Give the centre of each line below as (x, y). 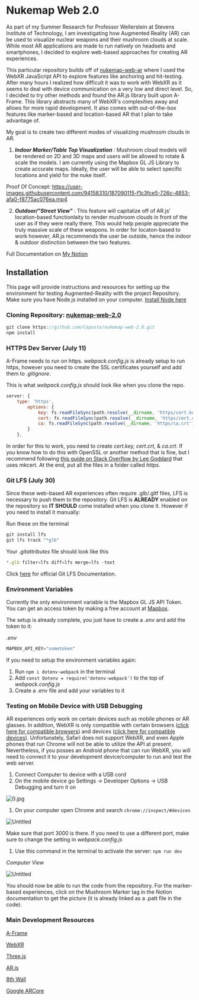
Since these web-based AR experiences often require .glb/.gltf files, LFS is (97, 493)
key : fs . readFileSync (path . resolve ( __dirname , (96, 413)
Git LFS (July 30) (31, 480)
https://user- (67, 186)
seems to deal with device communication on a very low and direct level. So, (99, 89)
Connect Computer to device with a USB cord (70, 775)
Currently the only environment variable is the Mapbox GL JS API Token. (94, 602)
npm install (21, 333)
